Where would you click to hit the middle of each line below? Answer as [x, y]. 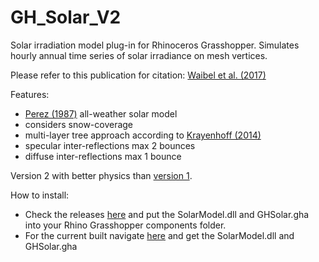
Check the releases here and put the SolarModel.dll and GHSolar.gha [167, 214]
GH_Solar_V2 [66, 17]
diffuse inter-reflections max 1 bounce [103, 156]
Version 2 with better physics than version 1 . [101, 175]
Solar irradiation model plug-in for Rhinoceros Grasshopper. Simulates [155, 45]
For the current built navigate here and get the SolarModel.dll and [159, 235]
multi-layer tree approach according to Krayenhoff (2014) [143, 135]
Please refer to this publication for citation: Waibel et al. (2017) [138, 75]
